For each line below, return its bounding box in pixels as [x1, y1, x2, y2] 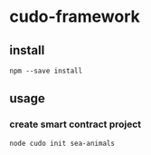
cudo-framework [9, 6, 140, 27]
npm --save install [9, 66, 83, 75]
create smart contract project [9, 118, 142, 131]
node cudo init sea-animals [9, 139, 116, 148]
